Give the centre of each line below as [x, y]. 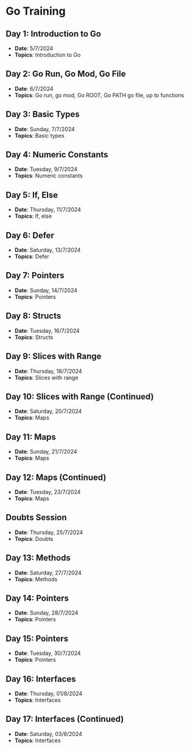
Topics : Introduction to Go [47, 55]
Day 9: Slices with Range [54, 356]
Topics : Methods [36, 579]
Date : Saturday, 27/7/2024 [48, 573]
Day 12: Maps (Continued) [56, 477]
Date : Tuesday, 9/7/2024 [46, 170]
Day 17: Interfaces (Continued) [65, 719]
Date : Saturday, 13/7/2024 [47, 250]
